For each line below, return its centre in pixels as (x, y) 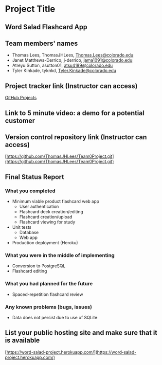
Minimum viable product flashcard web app (56, 201)
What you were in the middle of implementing (60, 255)
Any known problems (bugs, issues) (49, 307)
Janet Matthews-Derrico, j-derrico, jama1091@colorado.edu (72, 60)
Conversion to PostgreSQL (39, 266)
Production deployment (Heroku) (45, 243)
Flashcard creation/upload (46, 217)
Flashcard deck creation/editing (51, 212)
